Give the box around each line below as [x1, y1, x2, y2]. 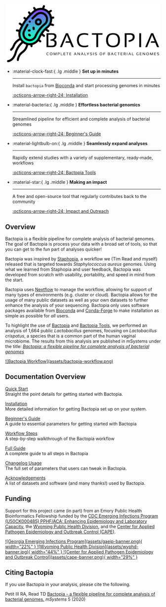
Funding [5, 495, 31, 503]
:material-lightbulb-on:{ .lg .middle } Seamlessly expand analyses [12, 141, 148, 147]
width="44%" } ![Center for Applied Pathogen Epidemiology [31, 549, 154, 555]
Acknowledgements [5, 475, 46, 481]
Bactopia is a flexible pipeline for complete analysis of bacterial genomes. [5, 236, 155, 242]
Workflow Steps [5, 430, 38, 436]
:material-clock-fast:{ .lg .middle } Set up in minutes [12, 68, 119, 74]
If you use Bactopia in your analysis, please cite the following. [5, 581, 131, 588]
